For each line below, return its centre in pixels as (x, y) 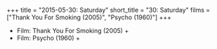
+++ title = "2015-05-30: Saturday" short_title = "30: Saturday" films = (108, 10)
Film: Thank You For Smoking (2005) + (73, 31)
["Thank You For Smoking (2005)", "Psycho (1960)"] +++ (89, 17)
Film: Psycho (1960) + (48, 38)
